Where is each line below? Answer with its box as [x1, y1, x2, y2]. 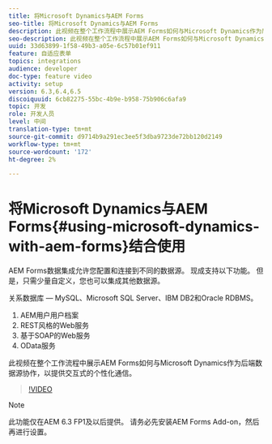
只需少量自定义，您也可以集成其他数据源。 [22, 276, 164, 286]
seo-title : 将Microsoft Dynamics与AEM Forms [8, 19, 159, 28]
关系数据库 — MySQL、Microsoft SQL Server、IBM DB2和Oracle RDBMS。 [8, 293, 258, 303]
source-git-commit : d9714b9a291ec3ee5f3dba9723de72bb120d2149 [8, 132, 223, 140]
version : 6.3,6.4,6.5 [8, 87, 82, 96]
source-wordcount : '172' [8, 148, 92, 156]
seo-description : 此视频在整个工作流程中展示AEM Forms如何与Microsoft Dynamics [8, 34, 265, 43]
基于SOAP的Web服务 [19, 330, 91, 341]
